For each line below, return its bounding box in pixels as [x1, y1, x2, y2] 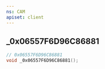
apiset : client [6, 14, 44, 20]
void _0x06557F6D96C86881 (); [6, 58, 79, 64]
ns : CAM [6, 8, 26, 15]
